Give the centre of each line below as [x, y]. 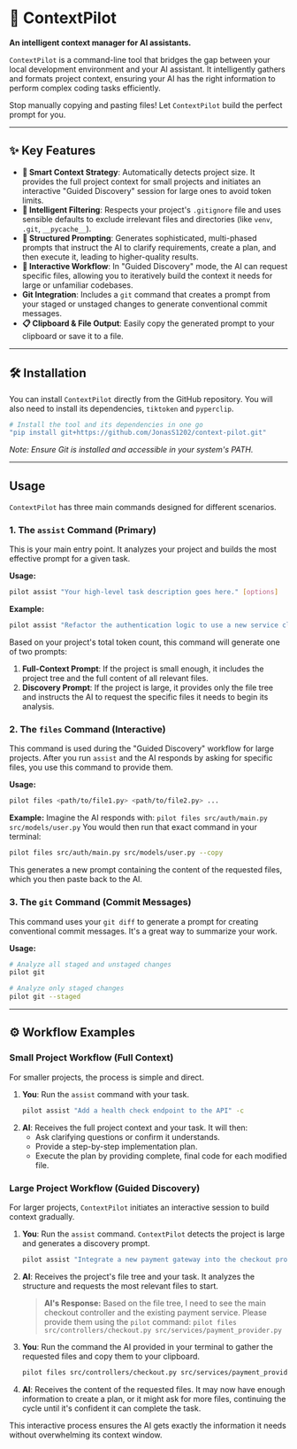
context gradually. [42, 1216]
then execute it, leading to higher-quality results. [110, 257]
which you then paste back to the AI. [76, 879]
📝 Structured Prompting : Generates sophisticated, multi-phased [140, 237]
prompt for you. [38, 114]
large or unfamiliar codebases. [77, 285]
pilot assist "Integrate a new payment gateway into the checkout [147, 1259]
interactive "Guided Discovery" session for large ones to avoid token [147, 190]
